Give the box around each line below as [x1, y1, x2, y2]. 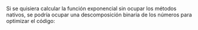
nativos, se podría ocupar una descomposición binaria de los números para [6, 11, 193, 18]
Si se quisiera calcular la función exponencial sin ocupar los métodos [6, 5, 176, 12]
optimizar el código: [6, 18, 56, 24]
